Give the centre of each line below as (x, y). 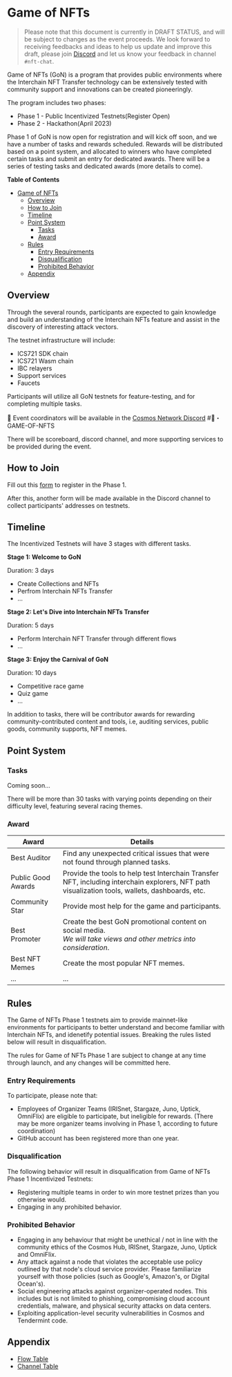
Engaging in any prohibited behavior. (69, 1206)
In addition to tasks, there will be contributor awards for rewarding (101, 714)
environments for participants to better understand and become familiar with (116, 1027)
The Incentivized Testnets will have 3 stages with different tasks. (99, 544)
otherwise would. (42, 1199)
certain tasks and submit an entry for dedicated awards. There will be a (109, 159)
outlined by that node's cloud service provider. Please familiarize (109, 1269)
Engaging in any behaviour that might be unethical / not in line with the (117, 1240)
